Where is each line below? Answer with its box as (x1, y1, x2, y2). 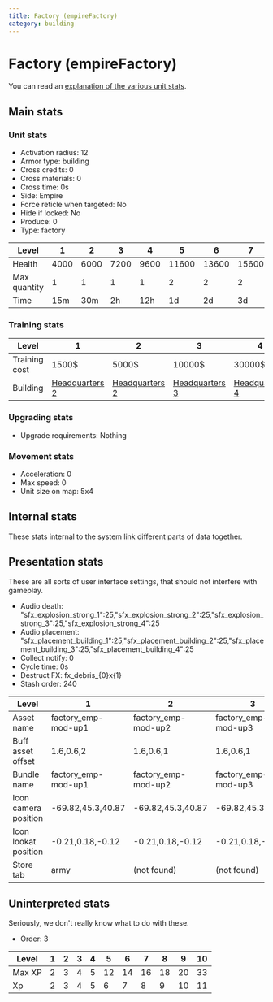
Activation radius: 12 (19, 148, 89, 158)
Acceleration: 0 (19, 469, 71, 479)
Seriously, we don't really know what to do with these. (8, 918, 189, 928)
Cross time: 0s (19, 182, 69, 192)
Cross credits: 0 (19, 165, 74, 175)
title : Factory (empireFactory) (8, 11, 118, 20)
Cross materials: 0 (19, 174, 82, 184)
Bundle (12, 769, 40, 780)
